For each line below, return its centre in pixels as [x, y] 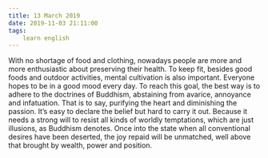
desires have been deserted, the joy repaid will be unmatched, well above [130, 137]
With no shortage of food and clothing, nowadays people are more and [125, 61]
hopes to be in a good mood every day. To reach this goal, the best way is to [134, 86]
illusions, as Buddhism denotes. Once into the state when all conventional [129, 128]
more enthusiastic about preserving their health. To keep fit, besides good [130, 69]
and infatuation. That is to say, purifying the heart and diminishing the [123, 103]
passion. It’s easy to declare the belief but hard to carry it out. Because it [128, 112]
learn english [46, 38]
